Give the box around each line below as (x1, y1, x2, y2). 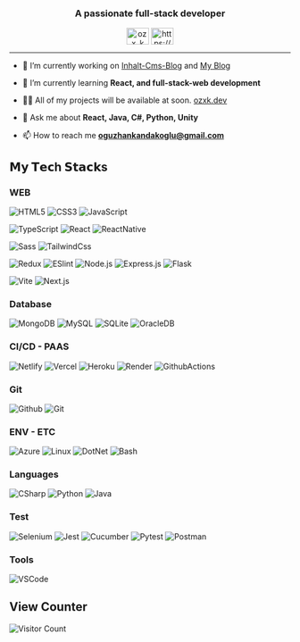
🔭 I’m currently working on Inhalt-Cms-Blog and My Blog (21, 61, 230, 71)
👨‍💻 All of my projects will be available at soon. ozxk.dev (21, 95, 228, 105)
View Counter (9, 599, 87, 614)
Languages (9, 468, 60, 480)
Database (9, 297, 52, 310)
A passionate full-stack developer (74, 7, 226, 20)
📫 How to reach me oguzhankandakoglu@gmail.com (21, 130, 225, 141)
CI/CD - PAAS (9, 340, 70, 353)
